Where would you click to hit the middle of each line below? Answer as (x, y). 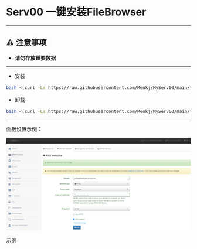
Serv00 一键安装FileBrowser (76, 12)
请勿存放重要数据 (35, 58)
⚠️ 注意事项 (26, 42)
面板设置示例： (24, 129)
